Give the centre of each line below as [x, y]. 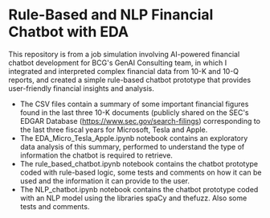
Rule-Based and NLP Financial [111, 15]
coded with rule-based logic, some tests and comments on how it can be [141, 172]
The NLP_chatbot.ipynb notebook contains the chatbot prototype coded [139, 189]
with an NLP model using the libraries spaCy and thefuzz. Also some [133, 198]
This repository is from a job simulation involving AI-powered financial [124, 54]
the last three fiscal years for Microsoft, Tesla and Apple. [114, 130]
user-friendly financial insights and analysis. [82, 88]
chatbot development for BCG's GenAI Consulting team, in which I [118, 63]
